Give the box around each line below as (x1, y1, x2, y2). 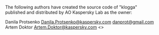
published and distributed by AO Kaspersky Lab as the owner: (5, 9, 133, 15)
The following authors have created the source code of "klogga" (5, 4, 138, 10)
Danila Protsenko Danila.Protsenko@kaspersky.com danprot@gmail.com (5, 19, 154, 25)
